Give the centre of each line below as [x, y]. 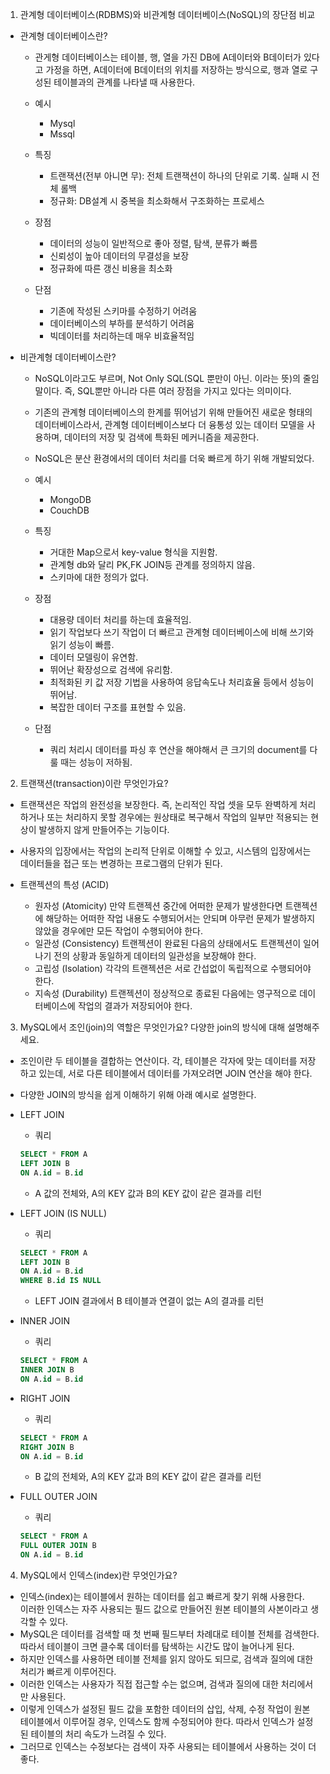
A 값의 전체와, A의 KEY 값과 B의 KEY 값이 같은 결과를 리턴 [148, 1193]
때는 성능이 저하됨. [96, 762]
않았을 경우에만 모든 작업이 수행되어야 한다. [119, 931]
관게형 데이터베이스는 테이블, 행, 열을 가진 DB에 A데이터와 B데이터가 [168, 57]
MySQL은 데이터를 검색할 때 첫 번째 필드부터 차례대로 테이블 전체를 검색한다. [169, 1634]
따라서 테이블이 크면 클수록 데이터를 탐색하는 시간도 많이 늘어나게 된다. [157, 1646]
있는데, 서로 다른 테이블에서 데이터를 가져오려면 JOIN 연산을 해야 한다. [175, 1073]
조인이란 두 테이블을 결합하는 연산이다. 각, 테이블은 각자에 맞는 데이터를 [158, 1061]
